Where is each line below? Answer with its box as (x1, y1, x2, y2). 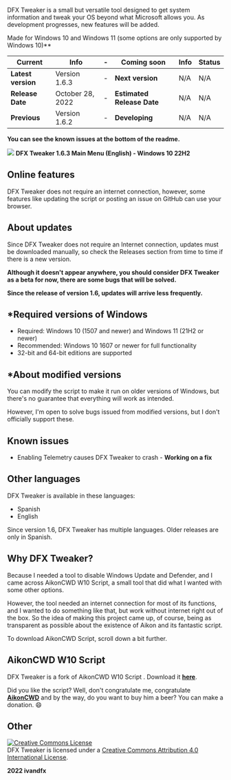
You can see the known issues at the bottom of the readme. (7, 135, 180, 143)
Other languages (7, 473, 81, 485)
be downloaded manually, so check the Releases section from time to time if (7, 247, 223, 255)
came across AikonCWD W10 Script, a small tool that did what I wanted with (7, 578, 222, 587)
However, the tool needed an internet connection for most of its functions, (7, 599, 217, 607)
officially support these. (7, 415, 74, 423)
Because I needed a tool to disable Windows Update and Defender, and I (7, 571, 213, 579)
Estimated (114, 89, 149, 98)
